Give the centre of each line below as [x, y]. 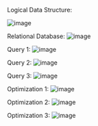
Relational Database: [36, 36]
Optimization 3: [28, 115]
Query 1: [19, 49]
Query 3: [20, 76]
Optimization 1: [28, 89]
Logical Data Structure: [40, 10]
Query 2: [20, 63]
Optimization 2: [28, 102]
